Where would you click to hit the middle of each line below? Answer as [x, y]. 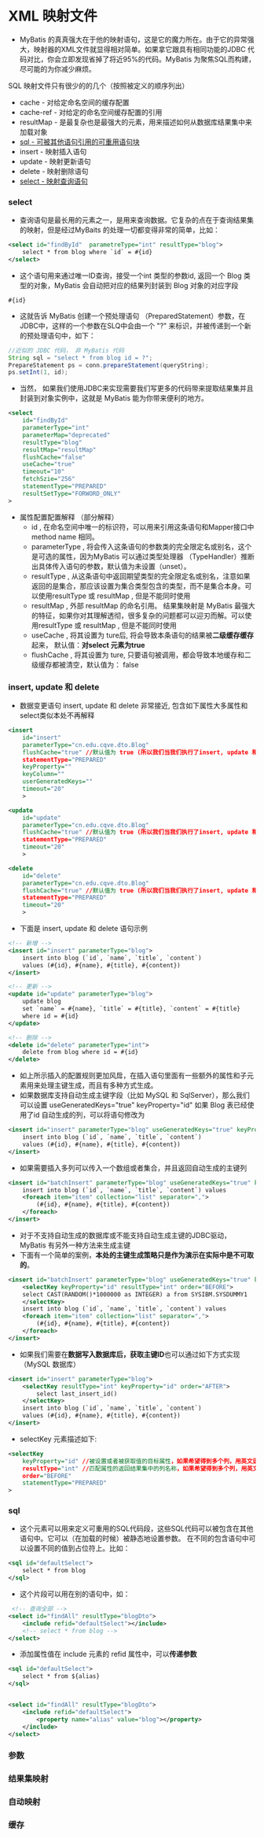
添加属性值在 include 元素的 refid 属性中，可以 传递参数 [108, 1654]
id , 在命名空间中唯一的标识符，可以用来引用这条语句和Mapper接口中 [143, 527]
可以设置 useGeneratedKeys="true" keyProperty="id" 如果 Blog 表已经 [133, 1105]
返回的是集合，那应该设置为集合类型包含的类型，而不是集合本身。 [138, 586]
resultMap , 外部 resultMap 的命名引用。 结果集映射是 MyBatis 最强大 [143, 605]
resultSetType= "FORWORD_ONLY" [72, 493]
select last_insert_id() [77, 1394]
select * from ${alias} [61, 1676]
